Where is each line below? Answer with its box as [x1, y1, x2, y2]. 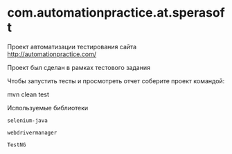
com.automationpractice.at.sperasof [7, 5, 225, 21]
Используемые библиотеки [7, 103, 89, 112]
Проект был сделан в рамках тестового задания [7, 63, 151, 71]
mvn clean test [7, 90, 50, 99]
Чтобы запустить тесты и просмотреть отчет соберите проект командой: [7, 76, 225, 85]
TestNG [7, 141, 26, 148]
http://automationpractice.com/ [7, 50, 97, 58]
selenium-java [7, 117, 48, 124]
